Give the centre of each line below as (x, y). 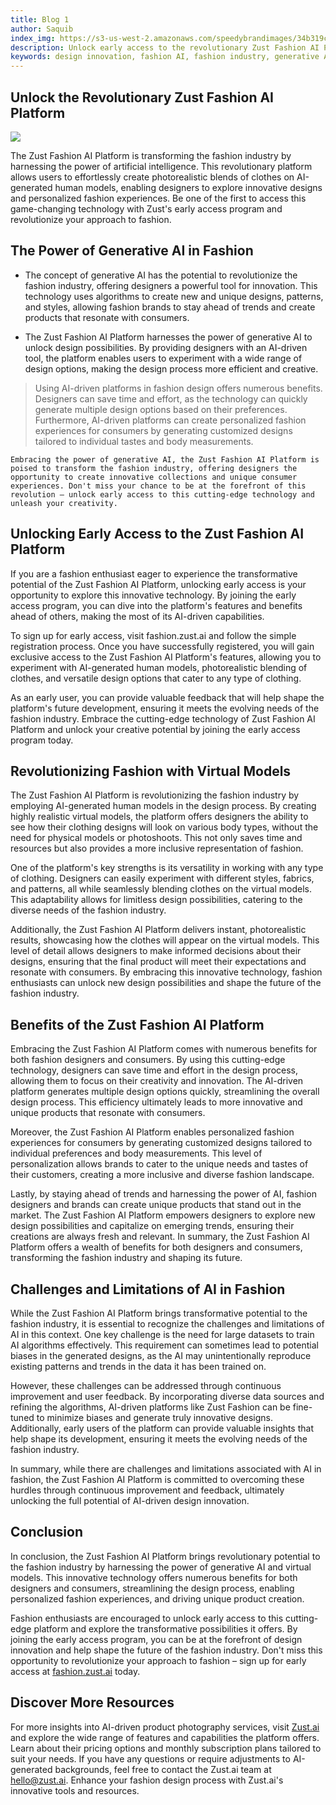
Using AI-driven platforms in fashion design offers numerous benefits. (178, 388)
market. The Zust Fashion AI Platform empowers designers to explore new (163, 1215)
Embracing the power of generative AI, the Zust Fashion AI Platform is (165, 459)
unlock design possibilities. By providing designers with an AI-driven (166, 347)
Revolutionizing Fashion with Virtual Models (151, 771)
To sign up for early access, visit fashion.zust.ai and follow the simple (153, 635)
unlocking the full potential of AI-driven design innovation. (130, 1500)
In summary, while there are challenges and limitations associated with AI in (166, 1469)
